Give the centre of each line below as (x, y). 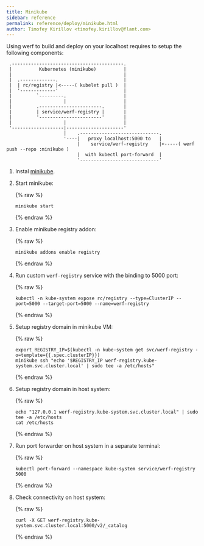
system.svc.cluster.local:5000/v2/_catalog (71, 526)
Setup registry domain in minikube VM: (64, 327)
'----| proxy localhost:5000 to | (113, 139)
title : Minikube (27, 12)
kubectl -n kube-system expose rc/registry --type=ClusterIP (94, 299)
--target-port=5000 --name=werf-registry (96, 304)
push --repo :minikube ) (38, 149)
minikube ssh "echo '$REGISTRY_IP (59, 361)
